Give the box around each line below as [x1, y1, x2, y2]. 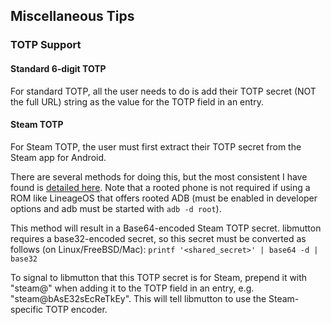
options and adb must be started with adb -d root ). [10, 202, 222, 214]
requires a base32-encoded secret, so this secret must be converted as [10, 232, 307, 244]
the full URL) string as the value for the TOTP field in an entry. [10, 95, 264, 108]
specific [10, 303, 44, 315]
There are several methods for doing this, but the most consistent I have [10, 170, 308, 183]
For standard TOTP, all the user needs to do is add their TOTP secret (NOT [10, 85, 317, 97]
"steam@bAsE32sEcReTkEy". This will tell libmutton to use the [10, 292, 267, 304]
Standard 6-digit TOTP [10, 62, 107, 74]
